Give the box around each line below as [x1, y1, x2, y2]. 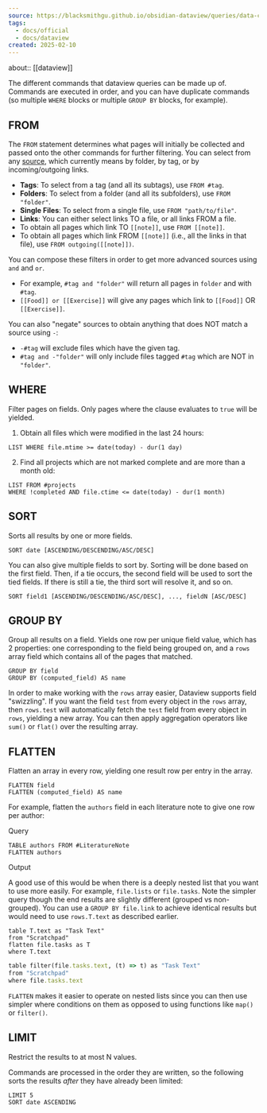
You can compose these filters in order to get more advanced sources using [8, 254, 257, 264]
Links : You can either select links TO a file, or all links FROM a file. [19, 214, 237, 223]
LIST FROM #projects [8, 481, 77, 489]
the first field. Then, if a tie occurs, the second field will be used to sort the [8, 568, 253, 578]
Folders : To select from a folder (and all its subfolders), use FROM [19, 188, 230, 198]
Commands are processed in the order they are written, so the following [8, 1067, 244, 1077]
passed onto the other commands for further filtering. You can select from [8, 148, 251, 157]
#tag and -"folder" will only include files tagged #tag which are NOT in [19, 351, 254, 361]
